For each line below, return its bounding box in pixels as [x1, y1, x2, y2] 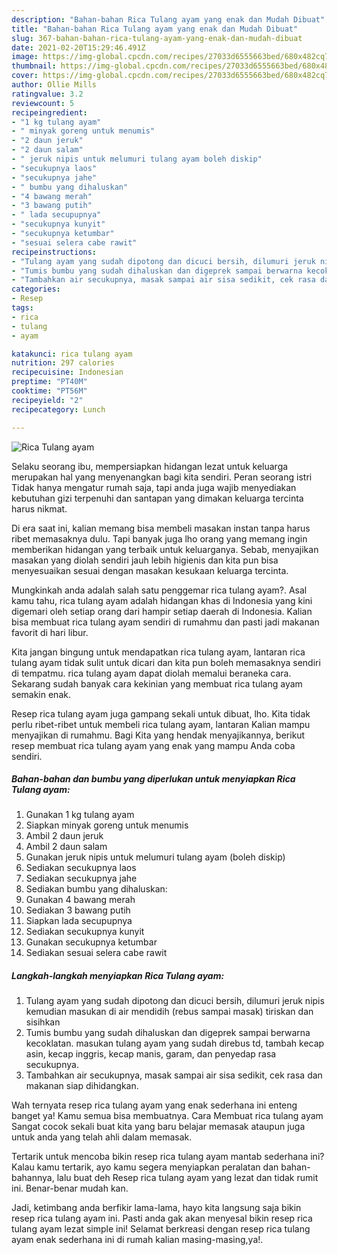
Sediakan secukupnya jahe [25, 872, 138, 885]
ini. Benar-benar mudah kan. [11, 1182, 129, 1195]
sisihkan [25, 1016, 61, 1028]
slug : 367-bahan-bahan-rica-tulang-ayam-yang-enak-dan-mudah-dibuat [11, 33, 303, 43]
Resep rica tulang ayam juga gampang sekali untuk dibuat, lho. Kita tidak [11, 707, 311, 720]
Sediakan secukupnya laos [25, 862, 137, 874]
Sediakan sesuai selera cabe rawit [25, 947, 168, 959]
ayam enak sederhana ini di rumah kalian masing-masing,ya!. [11, 1234, 264, 1246]
